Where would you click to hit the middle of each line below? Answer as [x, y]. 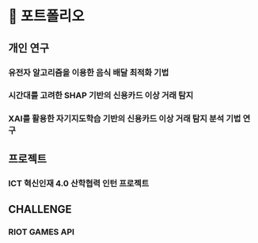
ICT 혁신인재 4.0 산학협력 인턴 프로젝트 [79, 183]
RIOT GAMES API [42, 232]
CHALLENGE [40, 209]
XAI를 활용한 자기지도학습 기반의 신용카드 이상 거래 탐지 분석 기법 [125, 119]
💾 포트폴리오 [46, 16]
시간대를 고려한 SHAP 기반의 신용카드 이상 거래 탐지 [101, 96]
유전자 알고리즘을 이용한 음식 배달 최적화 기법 [89, 72]
